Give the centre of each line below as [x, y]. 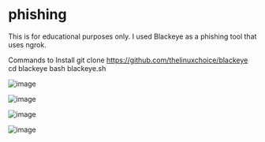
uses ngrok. [28, 44]
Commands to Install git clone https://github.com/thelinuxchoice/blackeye [128, 60]
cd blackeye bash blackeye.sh [57, 68]
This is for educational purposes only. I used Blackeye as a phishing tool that [132, 36]
